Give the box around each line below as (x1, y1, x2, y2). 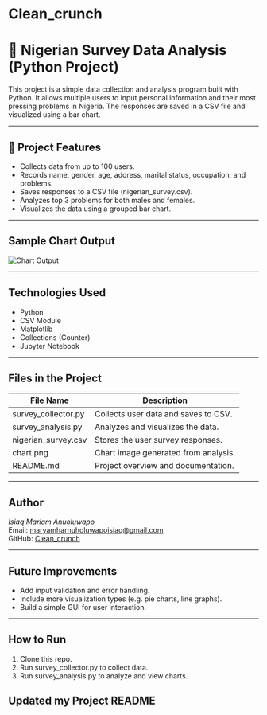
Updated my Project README (8, 694, 157, 708)
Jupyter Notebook (19, 341, 79, 350)
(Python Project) (8, 58, 119, 76)
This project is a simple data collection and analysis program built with (8, 84, 238, 94)
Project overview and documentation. (95, 460, 234, 471)
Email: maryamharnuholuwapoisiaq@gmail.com (8, 526, 164, 535)
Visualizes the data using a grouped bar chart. (19, 204, 172, 213)
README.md (12, 460, 60, 471)
